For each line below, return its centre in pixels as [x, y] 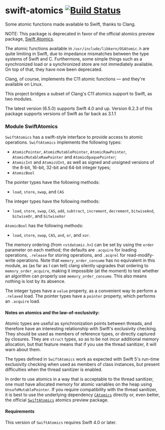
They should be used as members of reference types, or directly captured [80, 334]
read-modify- [140, 255]
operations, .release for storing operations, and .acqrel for [66, 255]
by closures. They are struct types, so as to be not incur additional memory [82, 339]
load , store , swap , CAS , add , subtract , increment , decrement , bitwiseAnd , [83, 211]
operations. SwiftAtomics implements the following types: [63, 142]
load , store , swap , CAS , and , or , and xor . [51, 235]
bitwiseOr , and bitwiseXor [39, 216]
